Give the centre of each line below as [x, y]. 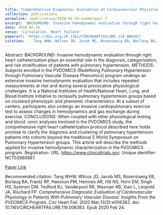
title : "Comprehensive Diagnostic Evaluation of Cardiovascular [71, 9]
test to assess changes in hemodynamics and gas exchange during [72, 111]
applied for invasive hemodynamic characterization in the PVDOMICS [74, 147]
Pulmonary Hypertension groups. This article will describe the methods [76, 142]
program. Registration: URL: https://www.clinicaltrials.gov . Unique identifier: [81, 153]
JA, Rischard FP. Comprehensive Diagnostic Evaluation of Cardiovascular [79, 192]
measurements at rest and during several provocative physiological [72, 86]
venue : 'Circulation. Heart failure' [43, 32]
